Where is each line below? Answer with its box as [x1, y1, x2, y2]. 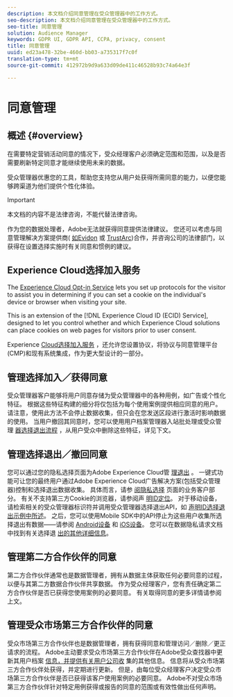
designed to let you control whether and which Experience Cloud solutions [7, 319, 221, 327]
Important [7, 195, 35, 204]
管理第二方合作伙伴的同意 [7, 551, 116, 563]
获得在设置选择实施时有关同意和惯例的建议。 [7, 242, 135, 250]
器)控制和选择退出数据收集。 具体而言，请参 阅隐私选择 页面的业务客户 [7, 486, 209, 494]
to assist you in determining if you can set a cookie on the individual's [7, 290, 207, 299]
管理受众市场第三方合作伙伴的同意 [7, 619, 153, 631]
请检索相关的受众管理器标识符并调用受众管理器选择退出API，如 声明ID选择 [7, 503, 220, 511]
